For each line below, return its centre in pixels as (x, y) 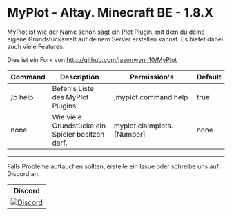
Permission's (152, 77)
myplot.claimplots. (143, 126)
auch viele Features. (36, 46)
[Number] (130, 134)
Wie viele (67, 117)
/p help (22, 97)
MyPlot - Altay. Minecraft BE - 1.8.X (110, 13)
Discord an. (23, 173)
